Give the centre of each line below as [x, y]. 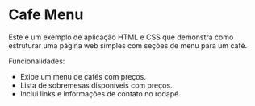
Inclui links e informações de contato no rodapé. [100, 93]
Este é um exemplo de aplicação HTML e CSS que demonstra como [121, 37]
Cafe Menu [46, 15]
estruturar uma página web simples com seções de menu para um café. [128, 45]
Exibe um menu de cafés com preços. [83, 76]
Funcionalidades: [37, 61]
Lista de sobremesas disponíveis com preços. [96, 85]
